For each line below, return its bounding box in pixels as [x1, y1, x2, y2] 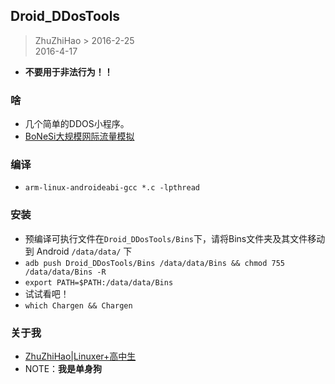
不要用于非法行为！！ [24, 65, 113, 78]
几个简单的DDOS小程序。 [24, 118, 130, 130]
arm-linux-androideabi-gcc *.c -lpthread [24, 183, 200, 193]
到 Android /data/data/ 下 [24, 245, 133, 257]
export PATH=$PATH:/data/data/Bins [24, 277, 174, 288]
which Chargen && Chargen [24, 300, 133, 311]
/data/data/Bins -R [24, 267, 107, 277]
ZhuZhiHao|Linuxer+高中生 [24, 350, 137, 362]
